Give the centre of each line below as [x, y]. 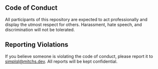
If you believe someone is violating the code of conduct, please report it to [79, 56]
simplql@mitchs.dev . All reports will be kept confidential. [61, 61]
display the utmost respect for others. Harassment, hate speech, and [73, 24]
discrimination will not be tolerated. [40, 29]
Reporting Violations [37, 45]
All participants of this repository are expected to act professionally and [76, 19]
